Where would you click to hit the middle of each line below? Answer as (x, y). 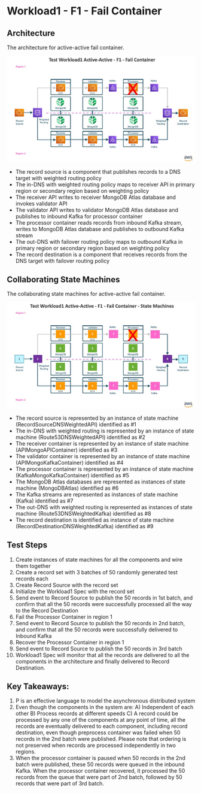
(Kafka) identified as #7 (44, 501)
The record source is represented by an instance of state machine (97, 418)
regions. (26, 752)
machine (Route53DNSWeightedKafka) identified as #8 (83, 513)
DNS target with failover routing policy (63, 261)
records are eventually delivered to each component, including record (101, 727)
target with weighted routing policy (58, 178)
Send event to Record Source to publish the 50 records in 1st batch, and (104, 598)
